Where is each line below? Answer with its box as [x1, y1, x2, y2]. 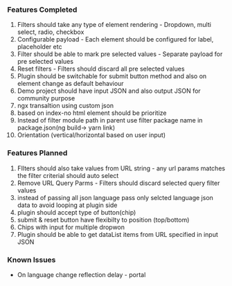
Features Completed [7, 5, 78, 15]
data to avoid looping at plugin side [17, 201, 118, 209]
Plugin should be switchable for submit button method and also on [17, 72, 207, 80]
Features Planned [7, 148, 68, 158]
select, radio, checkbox [17, 28, 84, 36]
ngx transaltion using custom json [17, 102, 114, 110]
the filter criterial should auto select [17, 171, 119, 179]
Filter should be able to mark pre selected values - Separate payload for [17, 50, 223, 58]
